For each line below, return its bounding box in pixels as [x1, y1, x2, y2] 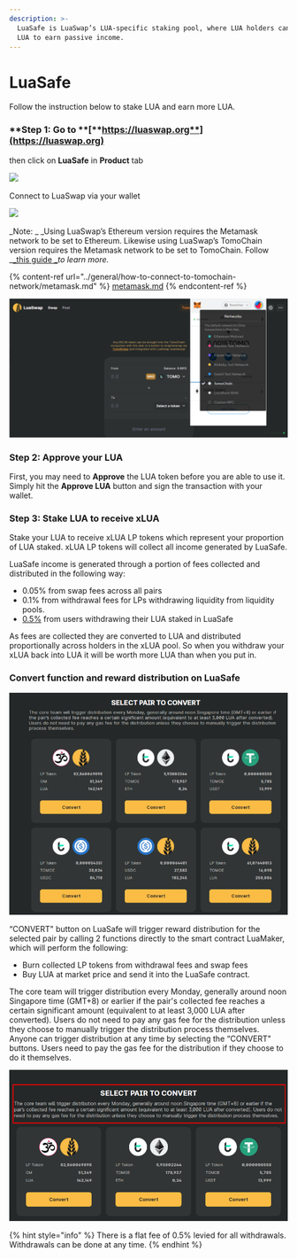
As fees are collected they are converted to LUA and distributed [9, 631, 241, 641]
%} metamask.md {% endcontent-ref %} [98, 280, 247, 291]
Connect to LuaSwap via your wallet [9, 190, 141, 201]
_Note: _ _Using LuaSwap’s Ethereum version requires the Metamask [9, 226, 258, 237]
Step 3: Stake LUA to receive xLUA [9, 512, 160, 525]
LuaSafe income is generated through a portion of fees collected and [9, 559, 261, 570]
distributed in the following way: [9, 568, 126, 579]
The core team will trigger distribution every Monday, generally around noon [9, 986, 287, 997]
